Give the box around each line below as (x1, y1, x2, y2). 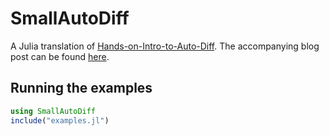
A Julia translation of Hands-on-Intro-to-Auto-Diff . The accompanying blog (10, 40, 320, 52)
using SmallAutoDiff (10, 106, 97, 116)
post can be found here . (10, 50, 110, 62)
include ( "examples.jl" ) (10, 115, 110, 126)
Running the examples (10, 80, 153, 97)
